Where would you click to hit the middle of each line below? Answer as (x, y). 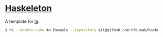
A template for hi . (22, 21)
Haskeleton (28, 8)
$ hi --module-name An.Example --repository (51, 30)
